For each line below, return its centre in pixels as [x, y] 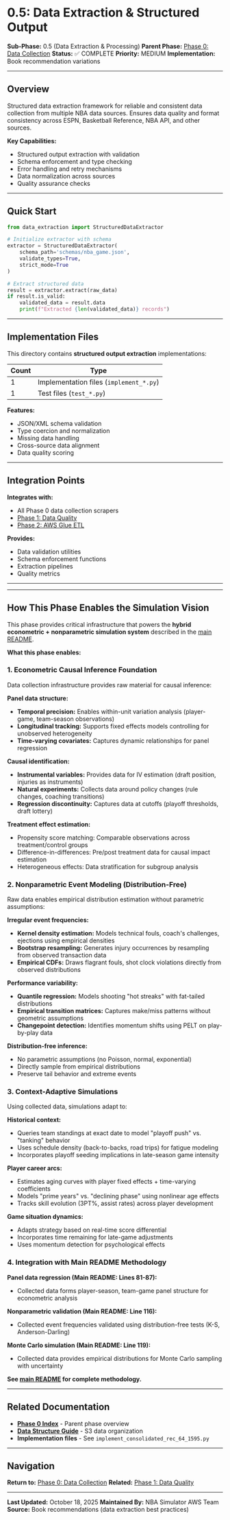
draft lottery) [35, 811]
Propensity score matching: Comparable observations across [103, 838]
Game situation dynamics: [45, 1217]
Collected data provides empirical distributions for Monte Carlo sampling [119, 1358]
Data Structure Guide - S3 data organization [80, 1431]
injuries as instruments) [50, 782]
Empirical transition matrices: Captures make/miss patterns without [114, 1011]
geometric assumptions [50, 1018]
